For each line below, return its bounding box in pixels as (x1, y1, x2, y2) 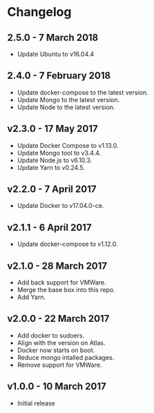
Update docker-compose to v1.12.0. (17, 240, 119, 249)
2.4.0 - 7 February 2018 (7, 70, 111, 81)
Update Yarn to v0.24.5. (17, 163, 85, 171)
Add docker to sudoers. (17, 331, 85, 339)
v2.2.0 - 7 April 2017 (7, 184, 97, 195)
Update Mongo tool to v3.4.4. (17, 148, 102, 157)
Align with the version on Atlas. (17, 338, 106, 347)
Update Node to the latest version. (17, 103, 115, 111)
